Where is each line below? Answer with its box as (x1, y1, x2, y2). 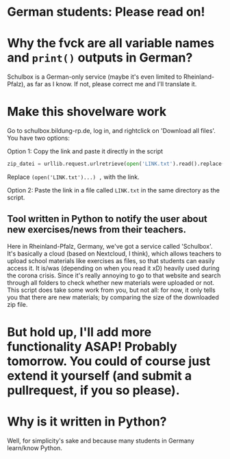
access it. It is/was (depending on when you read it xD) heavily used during (7, 264, 220, 272)
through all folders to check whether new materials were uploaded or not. (7, 278, 214, 286)
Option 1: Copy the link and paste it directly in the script (7, 147, 163, 156)
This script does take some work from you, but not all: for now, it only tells (7, 286, 216, 294)
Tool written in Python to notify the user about (7, 213, 207, 225)
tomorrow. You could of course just (7, 353, 211, 369)
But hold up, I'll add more (7, 324, 152, 340)
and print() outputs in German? (7, 50, 193, 66)
